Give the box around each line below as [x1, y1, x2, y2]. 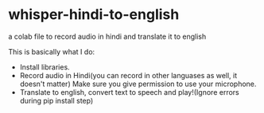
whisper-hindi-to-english [8, 6, 180, 24]
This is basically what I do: [8, 47, 95, 56]
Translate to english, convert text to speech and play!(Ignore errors [19, 87, 240, 96]
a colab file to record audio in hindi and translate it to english [8, 32, 207, 41]
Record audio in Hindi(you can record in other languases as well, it [19, 70, 238, 80]
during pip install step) [19, 96, 94, 105]
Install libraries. [19, 62, 70, 72]
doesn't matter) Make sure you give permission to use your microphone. [19, 79, 257, 89]
